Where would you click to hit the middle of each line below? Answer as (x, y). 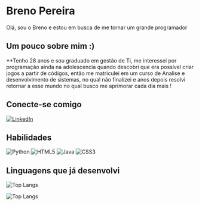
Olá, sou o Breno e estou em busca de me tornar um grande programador (97, 27)
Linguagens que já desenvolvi (63, 171)
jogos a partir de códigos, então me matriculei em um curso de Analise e (96, 73)
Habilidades (29, 137)
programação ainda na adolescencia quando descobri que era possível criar (100, 67)
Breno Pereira (41, 11)
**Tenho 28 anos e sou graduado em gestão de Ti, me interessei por (91, 60)
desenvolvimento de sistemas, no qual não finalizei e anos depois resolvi (96, 79)
